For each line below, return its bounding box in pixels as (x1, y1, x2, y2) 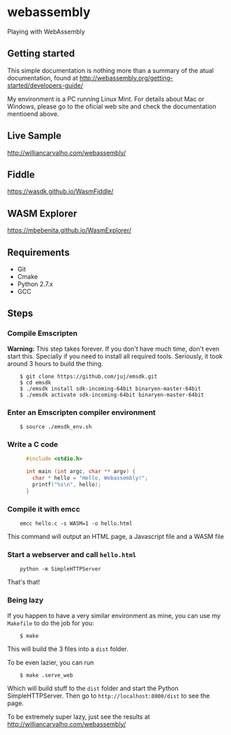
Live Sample (7, 130, 61, 142)
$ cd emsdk (20, 379, 52, 386)
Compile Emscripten (7, 328, 78, 338)
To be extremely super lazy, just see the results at (7, 712, 150, 721)
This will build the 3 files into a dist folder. (7, 645, 129, 653)
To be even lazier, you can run (7, 658, 94, 666)
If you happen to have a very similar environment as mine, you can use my (7, 611, 221, 619)
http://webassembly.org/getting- (79, 73, 173, 82)
